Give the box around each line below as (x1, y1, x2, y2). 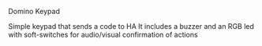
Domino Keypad (8, 7, 61, 16)
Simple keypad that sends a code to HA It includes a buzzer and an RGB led (8, 22, 255, 30)
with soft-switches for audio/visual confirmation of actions (8, 30, 199, 39)
